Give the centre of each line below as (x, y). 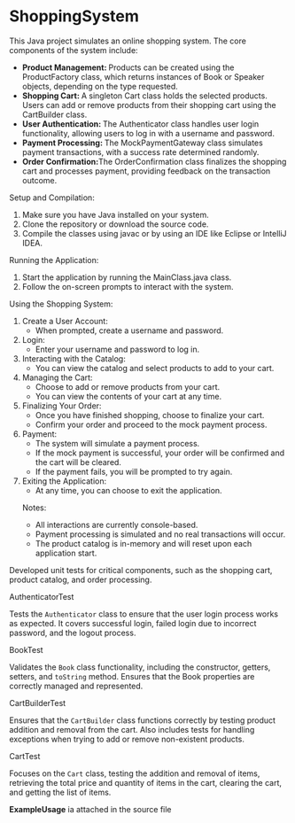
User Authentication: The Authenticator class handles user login (140, 124)
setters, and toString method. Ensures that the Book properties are (132, 676)
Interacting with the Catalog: (74, 358)
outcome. (39, 180)
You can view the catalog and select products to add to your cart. (155, 368)
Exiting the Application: (64, 481)
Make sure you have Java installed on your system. (116, 214)
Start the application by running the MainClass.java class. (127, 277)
